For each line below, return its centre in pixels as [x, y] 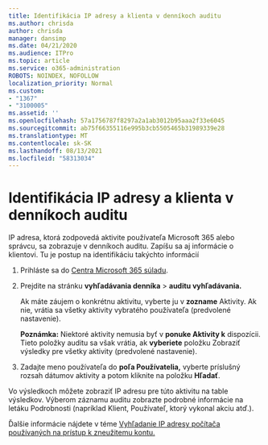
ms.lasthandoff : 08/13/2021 [56, 151]
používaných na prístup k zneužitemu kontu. [82, 433]
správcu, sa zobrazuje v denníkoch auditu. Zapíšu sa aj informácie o [121, 246]
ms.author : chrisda [41, 23]
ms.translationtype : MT [48, 135]
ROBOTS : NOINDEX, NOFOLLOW [54, 76]
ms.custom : [27, 91]
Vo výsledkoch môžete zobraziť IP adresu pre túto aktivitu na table [118, 391]
